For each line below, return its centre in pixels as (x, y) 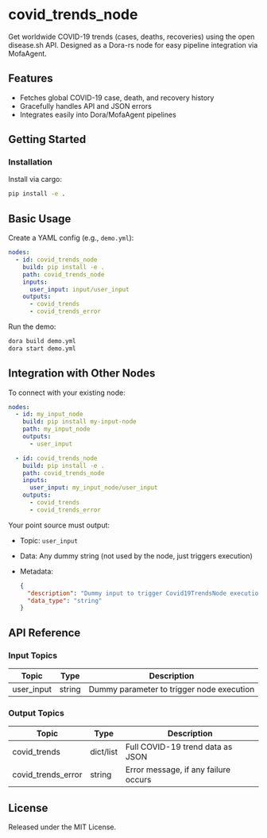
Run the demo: (32, 326)
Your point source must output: (59, 525)
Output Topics (37, 712)
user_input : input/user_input (79, 289)
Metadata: (37, 571)
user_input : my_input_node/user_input (93, 488)
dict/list (104, 752)
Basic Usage (40, 219)
